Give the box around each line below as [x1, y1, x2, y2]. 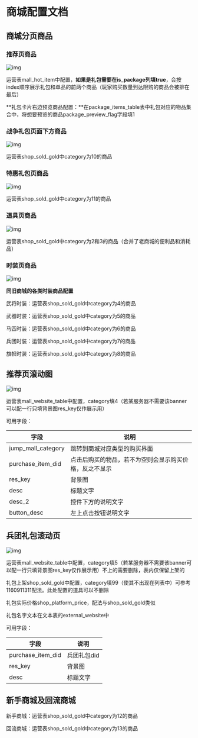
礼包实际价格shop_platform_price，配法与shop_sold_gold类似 [6, 599, 156, 606]
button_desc [9, 508, 44, 517]
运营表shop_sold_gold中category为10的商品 [6, 153, 113, 160]
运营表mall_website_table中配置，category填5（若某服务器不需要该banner [6, 559, 187, 566]
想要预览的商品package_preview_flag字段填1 [26, 111, 135, 118]
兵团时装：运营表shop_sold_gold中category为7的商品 [6, 338, 136, 345]
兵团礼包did [67, 651, 100, 659]
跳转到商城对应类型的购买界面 [70, 444, 153, 453]
